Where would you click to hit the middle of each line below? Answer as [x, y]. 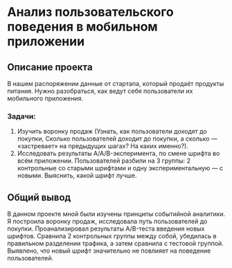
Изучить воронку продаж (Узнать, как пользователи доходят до [112, 132]
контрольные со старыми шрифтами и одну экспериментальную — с [120, 168]
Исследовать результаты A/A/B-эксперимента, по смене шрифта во [118, 154]
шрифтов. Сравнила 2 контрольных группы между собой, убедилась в [112, 236]
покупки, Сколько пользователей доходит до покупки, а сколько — [117, 139]
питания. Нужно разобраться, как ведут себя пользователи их [100, 91]
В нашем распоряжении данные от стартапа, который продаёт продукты [116, 83]
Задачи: [21, 116]
